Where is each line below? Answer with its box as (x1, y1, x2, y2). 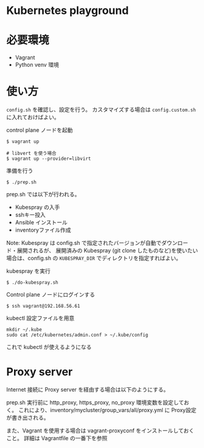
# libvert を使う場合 (6, 150, 57, 157)
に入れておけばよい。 (6, 114, 60, 121)
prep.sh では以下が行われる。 (6, 191, 80, 198)
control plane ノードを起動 (6, 126, 73, 134)
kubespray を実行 (6, 267, 51, 275)
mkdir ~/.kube (6, 326, 43, 333)
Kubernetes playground (6, 4, 129, 18)
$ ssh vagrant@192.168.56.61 (6, 303, 80, 309)
